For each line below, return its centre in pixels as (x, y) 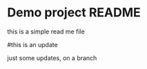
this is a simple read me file (46, 31)
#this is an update (33, 44)
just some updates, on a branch (52, 58)
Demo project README (74, 13)
